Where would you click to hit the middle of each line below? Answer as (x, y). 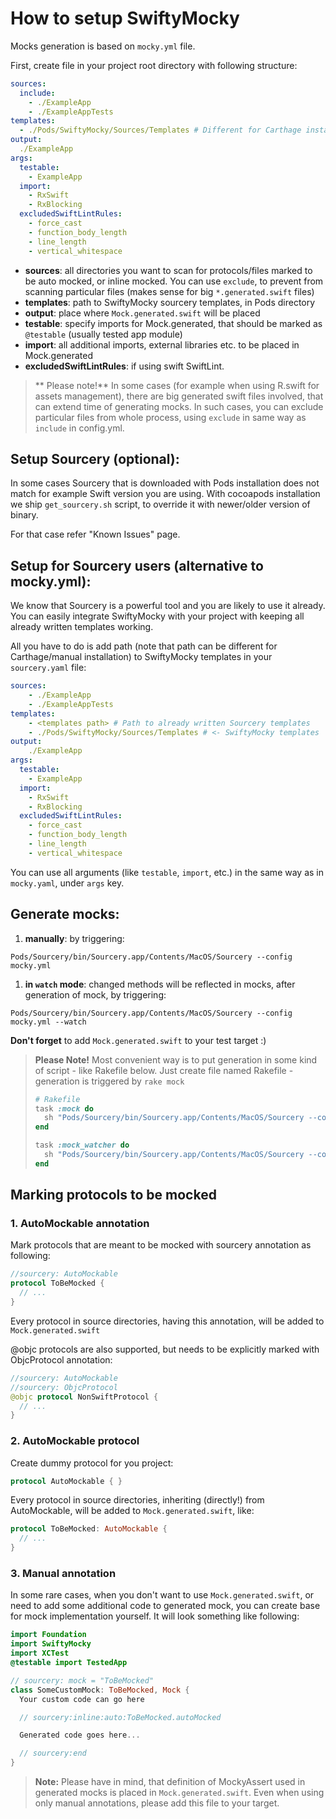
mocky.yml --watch (48, 1022)
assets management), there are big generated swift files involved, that (179, 396)
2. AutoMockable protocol (75, 1441)
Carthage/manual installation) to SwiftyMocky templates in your (141, 657)
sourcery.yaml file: (48, 668)
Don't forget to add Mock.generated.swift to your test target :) (138, 1040)
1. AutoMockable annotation (80, 1224)
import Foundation (48, 1635)
